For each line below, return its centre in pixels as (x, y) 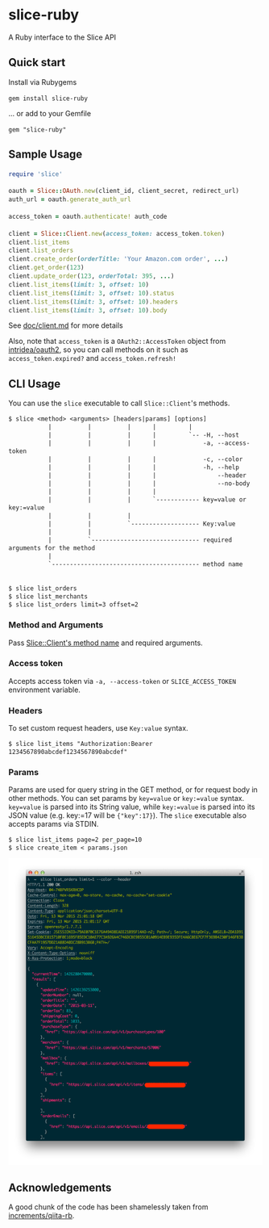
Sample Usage (46, 155)
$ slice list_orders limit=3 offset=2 (73, 605)
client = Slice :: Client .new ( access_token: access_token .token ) (117, 233)
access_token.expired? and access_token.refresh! (93, 358)
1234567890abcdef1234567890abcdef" (68, 752)
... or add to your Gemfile (50, 113)
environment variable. (44, 689)
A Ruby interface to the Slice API (62, 37)
